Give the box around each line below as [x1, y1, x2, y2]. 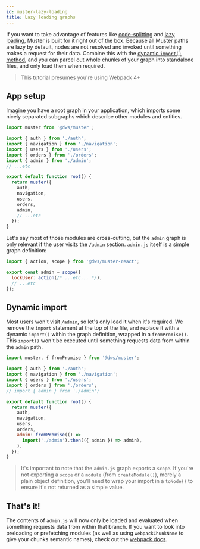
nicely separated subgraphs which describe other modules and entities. [6, 113, 183, 120]
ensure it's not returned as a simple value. [20, 484, 124, 491]
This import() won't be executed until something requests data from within [6, 337, 190, 344]
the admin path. [6, 344, 43, 351]
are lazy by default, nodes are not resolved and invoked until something [6, 43, 182, 51]
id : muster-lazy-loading [6, 8, 68, 15]
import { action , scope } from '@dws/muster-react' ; [6, 258, 140, 265]
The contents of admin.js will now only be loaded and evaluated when [6, 517, 179, 524]
